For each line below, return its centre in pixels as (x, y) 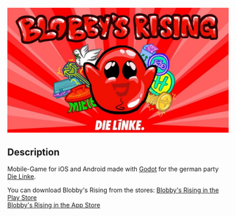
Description (33, 152)
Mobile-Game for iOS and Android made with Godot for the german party (113, 169)
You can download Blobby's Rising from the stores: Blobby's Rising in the (113, 190)
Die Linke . (22, 177)
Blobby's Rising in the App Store (54, 205)
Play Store (22, 198)
